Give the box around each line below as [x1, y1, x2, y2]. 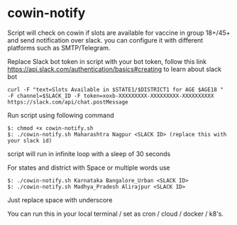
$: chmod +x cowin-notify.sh [7, 124, 94, 132]
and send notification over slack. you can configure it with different [7, 35, 204, 44]
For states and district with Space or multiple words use [7, 163, 170, 172]
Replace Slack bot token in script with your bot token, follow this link [7, 57, 207, 65]
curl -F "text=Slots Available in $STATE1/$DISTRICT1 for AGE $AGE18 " [7, 86, 224, 93]
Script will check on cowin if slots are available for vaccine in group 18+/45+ [7, 28, 231, 37]
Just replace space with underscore [7, 195, 113, 204]
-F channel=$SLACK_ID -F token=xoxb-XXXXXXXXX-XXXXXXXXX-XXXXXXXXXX [7, 92, 214, 99]
